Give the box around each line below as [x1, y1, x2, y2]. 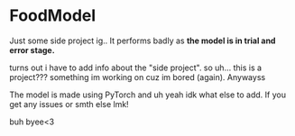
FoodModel [9, 5, 97, 26]
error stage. [9, 44, 56, 55]
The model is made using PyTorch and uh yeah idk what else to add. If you [9, 89, 287, 100]
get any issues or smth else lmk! [9, 98, 129, 109]
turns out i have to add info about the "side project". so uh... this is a [9, 62, 263, 73]
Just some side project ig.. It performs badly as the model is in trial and [9, 35, 276, 46]
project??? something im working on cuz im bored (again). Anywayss [9, 71, 266, 82]
